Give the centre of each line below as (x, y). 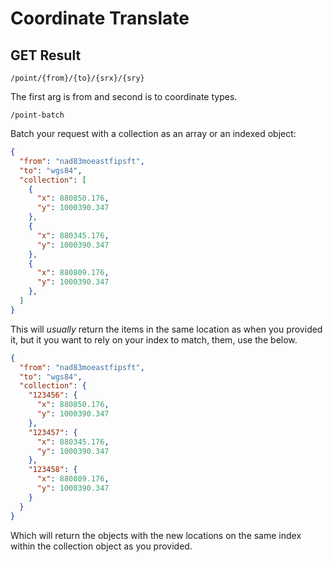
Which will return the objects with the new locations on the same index (156, 535)
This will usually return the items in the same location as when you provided (166, 329)
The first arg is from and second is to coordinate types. (124, 96)
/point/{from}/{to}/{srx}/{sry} (77, 78)
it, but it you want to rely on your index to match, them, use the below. (154, 339)
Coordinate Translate (100, 18)
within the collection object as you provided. (101, 546)
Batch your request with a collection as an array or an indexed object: (153, 133)
